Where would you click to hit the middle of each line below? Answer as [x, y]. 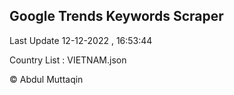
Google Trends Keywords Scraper [116, 16]
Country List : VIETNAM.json [68, 60]
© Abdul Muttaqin [46, 79]
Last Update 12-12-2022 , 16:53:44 [81, 40]
